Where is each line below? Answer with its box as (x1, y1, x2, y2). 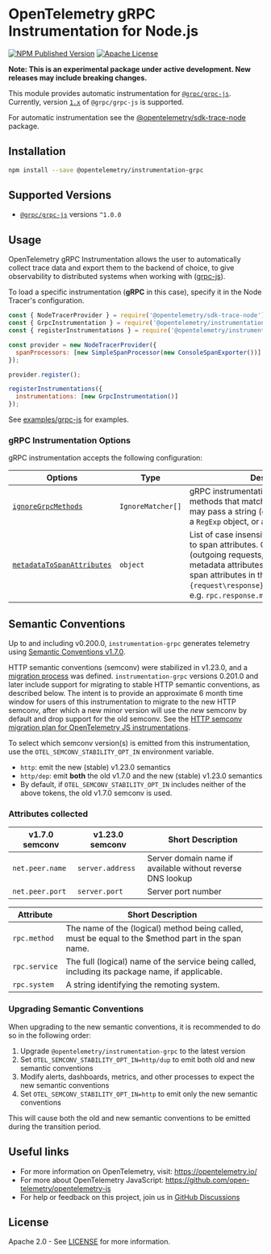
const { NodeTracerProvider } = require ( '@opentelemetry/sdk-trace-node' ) (8, 311, 265, 319)
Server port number (147, 886, 222, 898)
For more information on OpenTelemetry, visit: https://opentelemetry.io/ (19, 1166, 257, 1176)
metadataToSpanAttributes (12, 560, 112, 569)
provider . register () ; (8, 370, 81, 379)
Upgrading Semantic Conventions (8, 1003, 144, 1014)
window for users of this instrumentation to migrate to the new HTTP (8, 697, 236, 706)
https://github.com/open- (165, 1175, 250, 1185)
